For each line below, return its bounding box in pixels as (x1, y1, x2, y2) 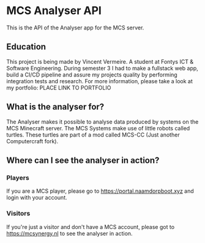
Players (6, 173, 29, 182)
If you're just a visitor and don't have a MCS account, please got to (6, 223, 175, 230)
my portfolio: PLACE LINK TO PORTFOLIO (6, 84, 111, 91)
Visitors (6, 209, 31, 218)
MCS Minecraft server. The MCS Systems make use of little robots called (6, 124, 190, 132)
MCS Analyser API (6, 4, 102, 18)
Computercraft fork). (6, 137, 59, 144)
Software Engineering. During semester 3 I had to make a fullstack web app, (6, 64, 199, 72)
